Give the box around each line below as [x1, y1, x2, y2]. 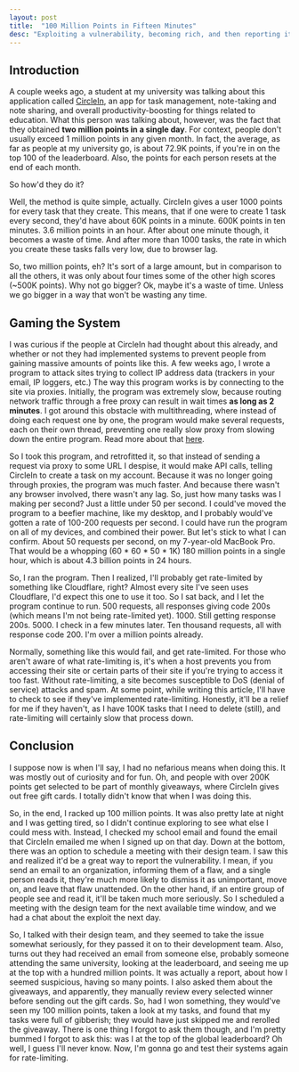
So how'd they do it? [9, 179, 85, 190]
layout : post [9, 12, 58, 22]
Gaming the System [9, 315, 121, 331]
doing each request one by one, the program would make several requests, [9, 415, 285, 425]
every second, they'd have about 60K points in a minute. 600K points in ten [9, 216, 287, 226]
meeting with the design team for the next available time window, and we [9, 902, 277, 913]
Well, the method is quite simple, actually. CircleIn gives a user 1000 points [9, 197, 283, 208]
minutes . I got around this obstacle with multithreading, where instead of [9, 405, 278, 415]
